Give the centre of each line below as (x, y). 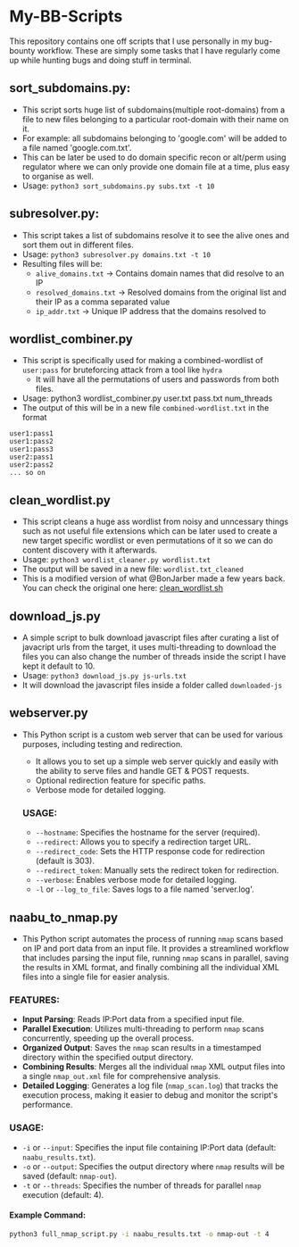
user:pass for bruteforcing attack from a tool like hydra (122, 370)
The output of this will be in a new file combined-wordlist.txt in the (145, 408)
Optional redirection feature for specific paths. (120, 780)
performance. (47, 1105)
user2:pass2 (31, 465)
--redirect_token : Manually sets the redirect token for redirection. (157, 870)
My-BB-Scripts (66, 17)
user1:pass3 (31, 449)
